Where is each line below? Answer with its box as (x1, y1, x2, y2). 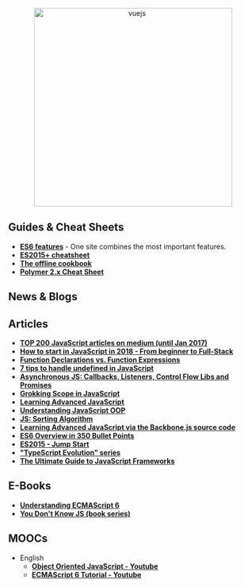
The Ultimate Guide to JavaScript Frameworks (19, 457, 175, 466)
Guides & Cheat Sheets (8, 221, 124, 234)
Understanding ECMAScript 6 (19, 500, 120, 510)
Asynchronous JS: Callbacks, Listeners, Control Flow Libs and (19, 372, 230, 381)
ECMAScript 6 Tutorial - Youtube (31, 570, 142, 579)
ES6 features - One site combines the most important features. (19, 241, 227, 251)
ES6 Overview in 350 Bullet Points (19, 431, 135, 441)
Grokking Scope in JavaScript (19, 389, 120, 399)
